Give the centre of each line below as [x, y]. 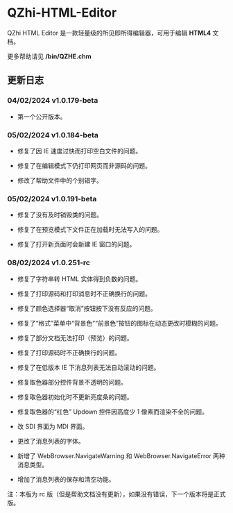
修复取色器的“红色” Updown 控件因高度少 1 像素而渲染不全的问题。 [113, 412]
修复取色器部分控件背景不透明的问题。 [72, 382]
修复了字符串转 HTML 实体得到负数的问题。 [79, 278]
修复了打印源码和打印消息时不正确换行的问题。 [84, 294]
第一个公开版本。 [42, 117]
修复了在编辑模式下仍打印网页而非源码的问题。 [84, 165]
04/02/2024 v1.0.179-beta [53, 101]
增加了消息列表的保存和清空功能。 [66, 479]
